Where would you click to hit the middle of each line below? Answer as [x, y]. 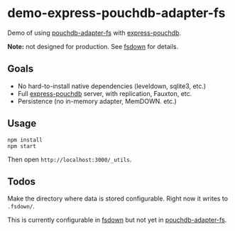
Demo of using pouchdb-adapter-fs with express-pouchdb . [94, 33]
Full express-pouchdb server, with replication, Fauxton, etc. [105, 93]
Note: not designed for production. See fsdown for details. [93, 46]
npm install [25, 140]
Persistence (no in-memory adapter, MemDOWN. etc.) [97, 101]
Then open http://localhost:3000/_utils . [70, 159]
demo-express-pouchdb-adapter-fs [116, 13]
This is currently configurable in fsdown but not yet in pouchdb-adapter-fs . [117, 220]
